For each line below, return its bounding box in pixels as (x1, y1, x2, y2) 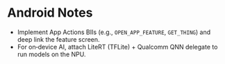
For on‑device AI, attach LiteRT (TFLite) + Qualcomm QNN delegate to (17, 42, 218, 51)
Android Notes (7, 5, 93, 21)
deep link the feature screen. (17, 35, 100, 43)
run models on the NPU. (17, 50, 86, 58)
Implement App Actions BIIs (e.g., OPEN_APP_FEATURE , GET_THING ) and (17, 28, 210, 36)
